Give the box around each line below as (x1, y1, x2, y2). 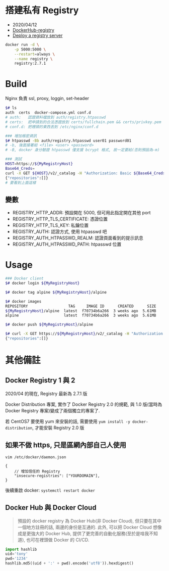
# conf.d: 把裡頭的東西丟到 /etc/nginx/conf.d (5, 124, 99, 129)
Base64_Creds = (5, 166, 35, 171)
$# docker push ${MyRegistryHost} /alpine (5, 322, 94, 327)
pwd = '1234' (5, 556, 28, 561)
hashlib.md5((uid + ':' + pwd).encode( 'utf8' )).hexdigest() (5, 561, 134, 566)
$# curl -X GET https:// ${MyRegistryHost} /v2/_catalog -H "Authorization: (5, 331, 165, 337)
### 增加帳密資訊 (5, 133, 37, 138)
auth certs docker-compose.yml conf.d (5, 110, 92, 115)
